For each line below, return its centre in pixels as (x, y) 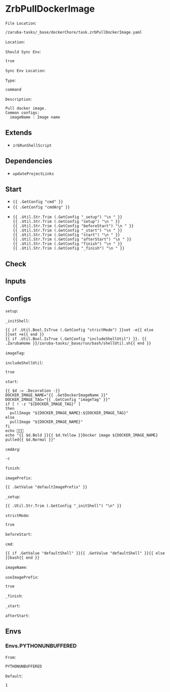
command (13, 90)
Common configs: (22, 112)
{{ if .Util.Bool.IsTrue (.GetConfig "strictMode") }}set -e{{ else (79, 330)
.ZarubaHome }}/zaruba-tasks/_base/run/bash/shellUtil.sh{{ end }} (78, 343)
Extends (19, 133)
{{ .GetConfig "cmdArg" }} (41, 207)
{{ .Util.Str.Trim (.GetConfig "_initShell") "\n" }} (64, 506)
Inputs (16, 281)
